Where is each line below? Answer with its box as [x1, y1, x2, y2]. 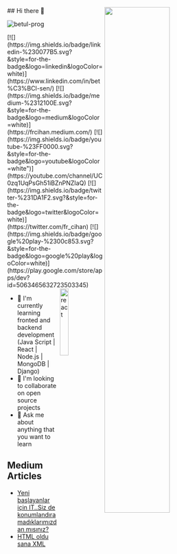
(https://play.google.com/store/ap [7, 267, 103, 274]
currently [16, 302, 43, 309]
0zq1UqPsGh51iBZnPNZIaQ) [7, 179, 87, 187]
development [16, 330, 55, 339]
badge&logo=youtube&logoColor [7, 157, 100, 165]
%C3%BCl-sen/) [7, 84, 55, 92]
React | [16, 346, 38, 353]
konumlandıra [16, 510, 56, 518]
